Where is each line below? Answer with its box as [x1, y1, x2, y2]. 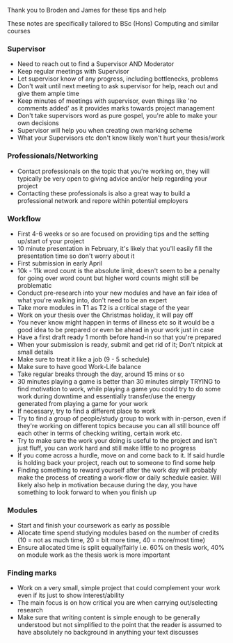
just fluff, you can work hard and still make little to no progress [17, 443, 196, 452]
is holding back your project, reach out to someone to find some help [17, 458, 216, 466]
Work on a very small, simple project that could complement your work [17, 584, 220, 592]
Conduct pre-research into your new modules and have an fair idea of [17, 288, 218, 297]
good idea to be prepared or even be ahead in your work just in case [17, 325, 214, 334]
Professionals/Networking [7, 151, 99, 161]
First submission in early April [17, 259, 103, 267]
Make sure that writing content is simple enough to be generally [17, 613, 200, 621]
